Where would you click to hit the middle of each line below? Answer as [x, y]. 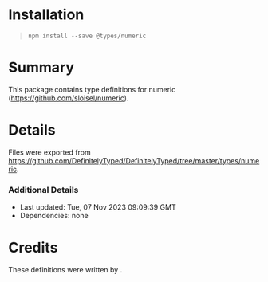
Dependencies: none [54, 216]
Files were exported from [49, 152]
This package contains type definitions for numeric [92, 89]
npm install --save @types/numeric [87, 36]
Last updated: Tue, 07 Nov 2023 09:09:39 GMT [98, 207]
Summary [41, 67]
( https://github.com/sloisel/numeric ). [69, 98]
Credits [33, 248]
